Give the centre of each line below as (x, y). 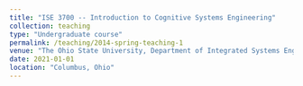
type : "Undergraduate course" (66, 34)
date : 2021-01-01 (42, 59)
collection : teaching (50, 26)
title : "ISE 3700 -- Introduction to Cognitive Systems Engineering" (143, 17)
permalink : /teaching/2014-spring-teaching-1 (96, 43)
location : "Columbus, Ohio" (62, 68)
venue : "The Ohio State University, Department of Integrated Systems (145, 51)
